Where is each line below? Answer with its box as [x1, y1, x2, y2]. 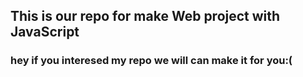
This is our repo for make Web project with [10, 8, 281, 25]
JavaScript [10, 24, 80, 41]
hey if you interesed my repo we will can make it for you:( [10, 54, 293, 68]
